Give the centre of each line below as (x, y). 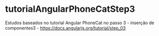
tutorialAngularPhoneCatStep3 (70, 9)
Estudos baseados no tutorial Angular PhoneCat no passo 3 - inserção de (80, 23)
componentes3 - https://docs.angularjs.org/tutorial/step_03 (65, 28)
